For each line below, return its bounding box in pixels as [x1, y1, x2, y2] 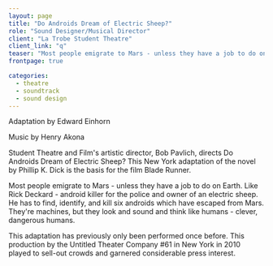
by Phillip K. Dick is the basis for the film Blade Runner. [8, 165, 192, 175]
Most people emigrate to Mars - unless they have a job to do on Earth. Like [8, 181, 258, 191]
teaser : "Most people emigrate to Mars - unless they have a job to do [8, 49, 256, 58]
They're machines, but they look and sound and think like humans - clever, [8, 207, 258, 217]
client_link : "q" [8, 42, 67, 50]
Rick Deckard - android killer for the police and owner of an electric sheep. [8, 190, 258, 199]
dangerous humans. [8, 216, 76, 225]
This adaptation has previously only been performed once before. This [8, 231, 245, 241]
